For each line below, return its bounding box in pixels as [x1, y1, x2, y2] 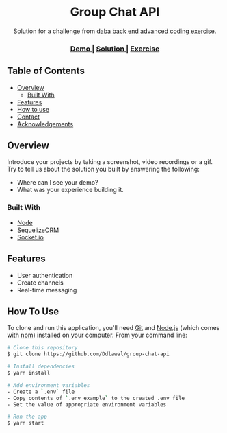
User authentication [16, 271, 73, 279]
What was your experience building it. [16, 186, 124, 194]
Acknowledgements [16, 119, 74, 128]
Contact [16, 113, 40, 121]
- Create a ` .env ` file [7, 388, 75, 395]
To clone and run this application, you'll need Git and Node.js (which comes [7, 324, 220, 332]
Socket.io [16, 233, 44, 241]
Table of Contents [7, 65, 85, 77]
